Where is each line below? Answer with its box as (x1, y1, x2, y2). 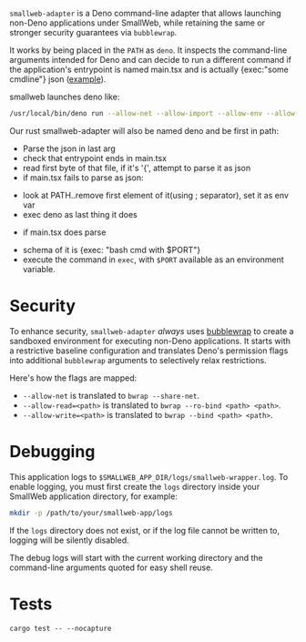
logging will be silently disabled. (9, 535, 129, 545)
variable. (22, 263, 56, 274)
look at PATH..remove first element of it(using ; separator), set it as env (22, 189, 290, 200)
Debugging (9, 442, 96, 462)
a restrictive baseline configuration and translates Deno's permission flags (9, 345, 289, 356)
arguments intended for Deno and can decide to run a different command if (9, 55, 291, 65)
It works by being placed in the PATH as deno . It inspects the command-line (9, 45, 288, 56)
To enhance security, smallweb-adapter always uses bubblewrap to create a (9, 325, 294, 336)
